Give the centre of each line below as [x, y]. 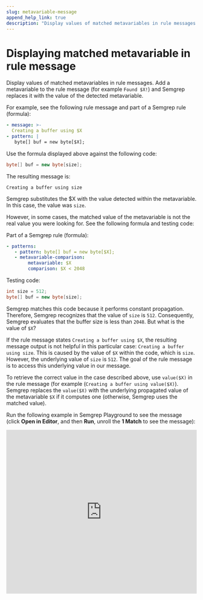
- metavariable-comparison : [50, 258]
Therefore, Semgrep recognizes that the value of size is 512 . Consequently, [100, 315]
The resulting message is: [38, 176]
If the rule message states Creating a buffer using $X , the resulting [92, 340]
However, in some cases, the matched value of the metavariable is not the [98, 217]
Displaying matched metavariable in [98, 53]
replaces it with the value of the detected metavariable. [75, 96]
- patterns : [21, 246]
